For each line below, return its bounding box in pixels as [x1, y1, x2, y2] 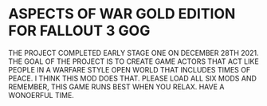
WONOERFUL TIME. [8, 90, 74, 100]
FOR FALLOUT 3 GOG [8, 22, 151, 40]
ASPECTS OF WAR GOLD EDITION [8, 5, 236, 23]
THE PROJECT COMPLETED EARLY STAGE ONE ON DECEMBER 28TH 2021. [8, 48, 259, 57]
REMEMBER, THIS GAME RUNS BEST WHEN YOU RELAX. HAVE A [8, 81, 225, 92]
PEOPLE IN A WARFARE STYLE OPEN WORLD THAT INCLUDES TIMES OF [8, 65, 251, 74]
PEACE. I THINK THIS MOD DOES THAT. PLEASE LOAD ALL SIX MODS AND [8, 73, 257, 83]
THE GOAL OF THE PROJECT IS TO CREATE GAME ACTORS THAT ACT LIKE [8, 57, 259, 66]
